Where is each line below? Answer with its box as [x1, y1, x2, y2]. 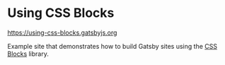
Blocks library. [7, 49, 50, 58]
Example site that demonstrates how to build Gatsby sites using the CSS [7, 42, 218, 50]
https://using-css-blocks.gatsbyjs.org [7, 28, 117, 37]
